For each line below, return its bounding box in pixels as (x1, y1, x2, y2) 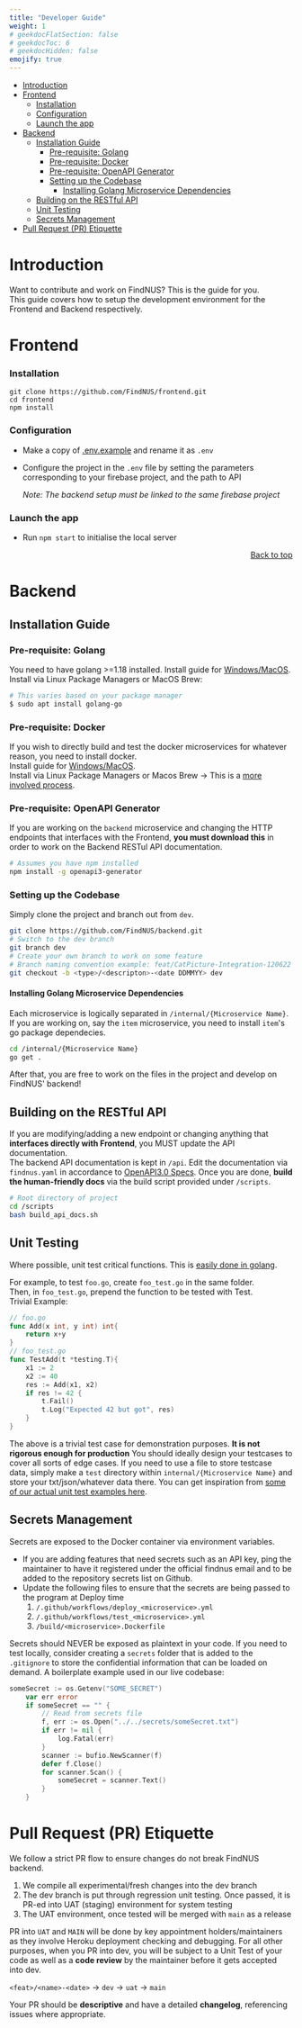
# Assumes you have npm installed (9, 859, 139, 869)
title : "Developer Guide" (9, 13, 106, 23)
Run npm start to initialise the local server (22, 532, 177, 543)
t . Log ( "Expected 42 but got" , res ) (41, 1405, 175, 1414)
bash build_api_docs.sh (9, 1211, 99, 1220)
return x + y (25, 1329, 67, 1339)
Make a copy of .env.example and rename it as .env (22, 445, 214, 455)
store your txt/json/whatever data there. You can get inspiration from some (9, 1476, 286, 1487)
